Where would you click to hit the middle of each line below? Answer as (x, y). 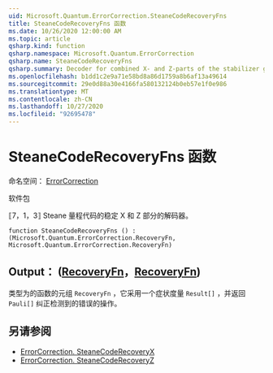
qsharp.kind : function (47, 46)
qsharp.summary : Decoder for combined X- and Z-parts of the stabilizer (134, 69)
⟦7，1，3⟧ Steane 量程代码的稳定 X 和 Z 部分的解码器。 (101, 215)
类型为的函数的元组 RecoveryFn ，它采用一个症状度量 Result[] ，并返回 (127, 293)
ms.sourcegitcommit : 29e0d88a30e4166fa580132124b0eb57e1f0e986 (118, 84)
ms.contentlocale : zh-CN (50, 99)
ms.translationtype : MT (49, 91)
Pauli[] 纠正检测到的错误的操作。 (65, 303)
